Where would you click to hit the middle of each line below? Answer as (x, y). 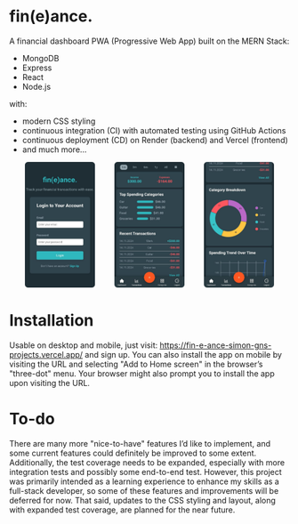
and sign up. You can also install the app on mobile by (183, 354)
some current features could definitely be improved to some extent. (133, 453)
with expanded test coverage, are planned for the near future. (122, 510)
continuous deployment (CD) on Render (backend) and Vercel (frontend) (155, 140)
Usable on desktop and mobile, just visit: (84, 345)
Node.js (36, 86)
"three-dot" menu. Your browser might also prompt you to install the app (142, 373)
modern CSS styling (59, 121)
